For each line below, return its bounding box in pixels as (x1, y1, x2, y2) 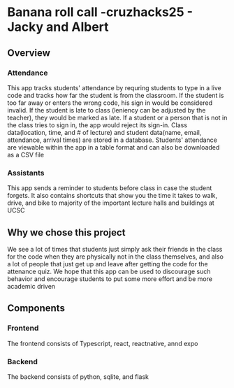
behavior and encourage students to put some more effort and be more (7, 274, 213, 283)
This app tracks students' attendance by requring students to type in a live (7, 83, 221, 92)
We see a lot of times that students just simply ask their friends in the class (7, 245, 223, 253)
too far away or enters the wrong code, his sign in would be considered (7, 99, 213, 107)
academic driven (7, 282, 56, 290)
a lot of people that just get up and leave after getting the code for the (7, 259, 208, 268)
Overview (7, 47, 51, 59)
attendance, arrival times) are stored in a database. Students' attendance (7, 136, 218, 144)
